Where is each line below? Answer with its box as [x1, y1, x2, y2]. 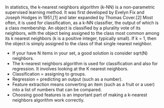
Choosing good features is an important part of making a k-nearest [12, 92, 148, 98]
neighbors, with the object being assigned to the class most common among [5, 30, 160, 36]
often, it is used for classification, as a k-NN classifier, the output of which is [5, 20, 159, 26]
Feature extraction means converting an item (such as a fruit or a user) [12, 81, 155, 87]
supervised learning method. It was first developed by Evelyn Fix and [5, 9, 144, 15]
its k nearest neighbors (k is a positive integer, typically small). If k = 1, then [5, 35, 157, 41]
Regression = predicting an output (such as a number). [12, 76, 123, 82]
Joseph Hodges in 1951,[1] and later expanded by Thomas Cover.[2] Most [5, 15, 153, 20]
